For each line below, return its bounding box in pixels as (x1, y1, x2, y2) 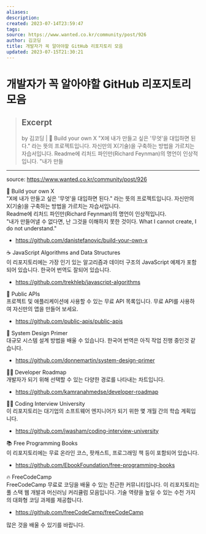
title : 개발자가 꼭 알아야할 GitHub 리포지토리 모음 (6, 44, 123, 50)
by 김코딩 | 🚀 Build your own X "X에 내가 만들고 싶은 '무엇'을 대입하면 (21, 134, 190, 142)
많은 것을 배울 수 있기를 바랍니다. (6, 521, 85, 528)
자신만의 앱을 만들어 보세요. (12, 305, 78, 312)
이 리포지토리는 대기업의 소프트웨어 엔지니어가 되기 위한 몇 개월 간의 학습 (6, 407, 180, 414)
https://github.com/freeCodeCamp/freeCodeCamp (15, 508, 144, 516)
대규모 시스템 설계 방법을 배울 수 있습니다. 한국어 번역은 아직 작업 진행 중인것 (6, 336, 189, 344)
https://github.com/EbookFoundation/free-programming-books (15, 461, 175, 468)
